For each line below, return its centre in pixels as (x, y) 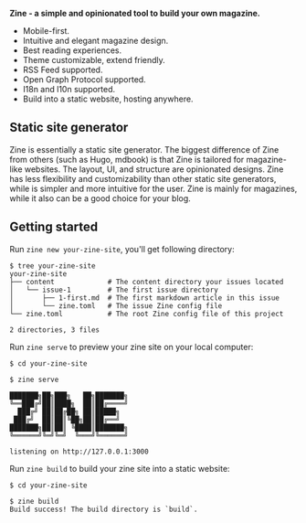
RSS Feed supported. (63, 69)
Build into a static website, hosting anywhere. (108, 99)
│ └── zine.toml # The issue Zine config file (116, 305)
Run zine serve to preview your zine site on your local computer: (132, 347)
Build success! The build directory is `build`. (104, 509)
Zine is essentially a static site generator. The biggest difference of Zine (144, 149)
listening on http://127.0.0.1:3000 (79, 452)
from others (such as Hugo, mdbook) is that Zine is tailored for (127, 159)
